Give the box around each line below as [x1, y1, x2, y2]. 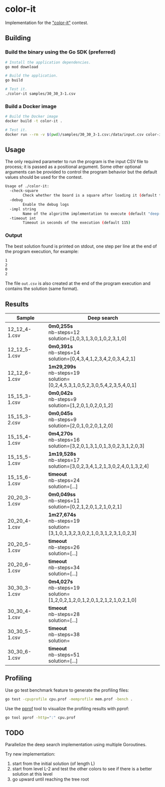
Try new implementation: [5, 751, 55, 757]
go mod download [5, 64, 38, 69]
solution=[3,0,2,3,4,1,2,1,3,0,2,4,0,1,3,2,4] [48, 463, 149, 470]
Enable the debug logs [23, 202, 69, 207]
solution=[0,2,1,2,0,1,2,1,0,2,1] [48, 503, 122, 510]
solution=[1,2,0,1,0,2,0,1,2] [48, 402, 113, 409]
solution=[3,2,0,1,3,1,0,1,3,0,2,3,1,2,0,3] [48, 442, 145, 449]
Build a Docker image [5, 103, 57, 110]
